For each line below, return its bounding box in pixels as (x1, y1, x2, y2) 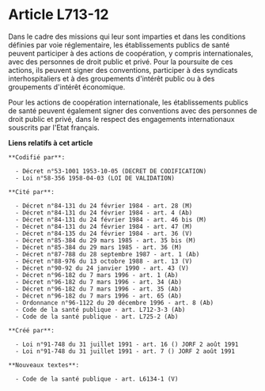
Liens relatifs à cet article (8, 138, 93, 147)
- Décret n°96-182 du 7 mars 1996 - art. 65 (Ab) (15, 291, 182, 300)
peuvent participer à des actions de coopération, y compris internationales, (8, 48, 254, 58)
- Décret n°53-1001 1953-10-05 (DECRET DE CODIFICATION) (15, 167, 207, 175)
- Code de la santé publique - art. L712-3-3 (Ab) (15, 306, 186, 313)
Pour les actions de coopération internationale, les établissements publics (8, 97, 249, 107)
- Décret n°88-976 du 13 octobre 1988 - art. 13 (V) (15, 257, 193, 265)
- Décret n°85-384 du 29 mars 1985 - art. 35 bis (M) (15, 236, 196, 245)
